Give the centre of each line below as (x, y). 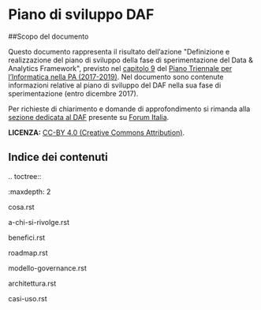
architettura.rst (32, 283)
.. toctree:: (25, 176)
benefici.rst (27, 237)
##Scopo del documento (48, 36)
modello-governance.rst (47, 268)
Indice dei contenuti (58, 157)
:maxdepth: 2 (30, 192)
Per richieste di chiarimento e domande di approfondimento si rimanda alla (129, 109)
